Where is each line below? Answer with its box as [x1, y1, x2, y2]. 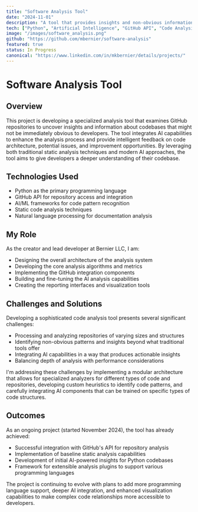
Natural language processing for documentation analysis [14, 212, 153, 219]
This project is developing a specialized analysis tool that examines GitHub [6, 117, 187, 124]
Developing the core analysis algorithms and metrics [14, 263, 143, 270]
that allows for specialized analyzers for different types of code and [6, 375, 171, 382]
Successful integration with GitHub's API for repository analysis [14, 444, 169, 451]
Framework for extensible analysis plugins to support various [14, 462, 163, 470]
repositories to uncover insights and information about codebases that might [6, 123, 192, 130]
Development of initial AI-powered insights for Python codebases [14, 457, 174, 464]
